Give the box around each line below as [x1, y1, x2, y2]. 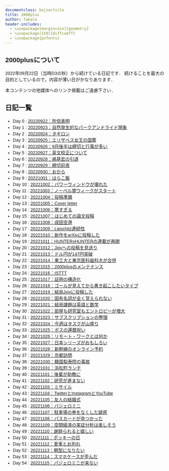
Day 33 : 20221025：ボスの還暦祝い [12, 327, 86, 333]
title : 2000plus [5, 12, 39, 17]
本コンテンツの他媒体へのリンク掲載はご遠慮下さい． [5, 87, 116, 93]
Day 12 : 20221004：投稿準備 [12, 194, 73, 200]
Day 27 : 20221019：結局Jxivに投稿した [12, 289, 93, 295]
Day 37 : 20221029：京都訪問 [12, 352, 73, 358]
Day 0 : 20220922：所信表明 [12, 118, 70, 124]
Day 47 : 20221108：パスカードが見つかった [12, 416, 103, 421]
